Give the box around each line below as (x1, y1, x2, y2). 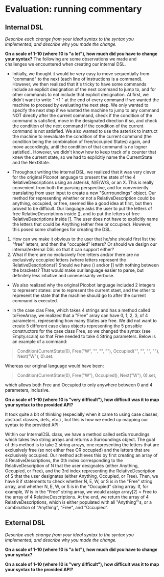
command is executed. (12, 298, 58, 303)
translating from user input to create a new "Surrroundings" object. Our (12, 190, 156, 196)
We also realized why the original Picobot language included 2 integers (12, 282, 156, 288)
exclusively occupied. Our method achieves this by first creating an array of (5, 452, 158, 458)
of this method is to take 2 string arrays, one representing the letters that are (5, 442, 160, 448)
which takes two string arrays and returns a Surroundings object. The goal (5, 436, 155, 442)
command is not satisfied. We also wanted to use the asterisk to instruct (12, 128, 158, 134)
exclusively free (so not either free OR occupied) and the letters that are (5, 447, 150, 453)
